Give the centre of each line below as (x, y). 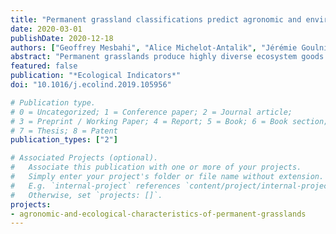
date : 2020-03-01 (46, 29)
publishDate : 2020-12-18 (62, 38)
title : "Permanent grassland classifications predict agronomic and (156, 19)
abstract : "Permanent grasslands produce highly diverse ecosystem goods (167, 57)
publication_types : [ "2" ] (64, 140)
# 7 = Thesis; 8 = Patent (64, 131)
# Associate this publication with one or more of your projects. (156, 167)
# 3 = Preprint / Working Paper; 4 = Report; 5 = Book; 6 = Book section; (169, 121)
